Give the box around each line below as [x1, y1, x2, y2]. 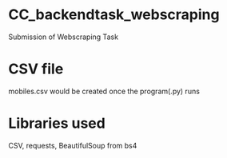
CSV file [8, 60, 64, 78]
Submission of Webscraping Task [8, 32, 118, 41]
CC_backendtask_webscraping [8, 6, 220, 24]
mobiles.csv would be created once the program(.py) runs [8, 86, 200, 96]
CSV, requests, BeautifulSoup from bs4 [8, 140, 137, 150]
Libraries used [8, 114, 106, 132]
